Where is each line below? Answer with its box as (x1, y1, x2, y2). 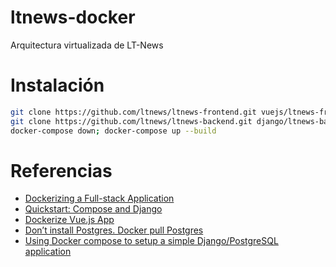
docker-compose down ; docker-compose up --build (10, 126, 217, 136)
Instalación (10, 74, 105, 97)
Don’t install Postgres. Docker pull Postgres (24, 224, 204, 236)
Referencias (10, 159, 113, 182)
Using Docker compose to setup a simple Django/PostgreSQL (24, 235, 279, 247)
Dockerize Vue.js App (24, 214, 115, 226)
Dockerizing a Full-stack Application (24, 192, 175, 205)
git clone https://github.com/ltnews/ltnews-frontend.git (10, 107, 257, 117)
